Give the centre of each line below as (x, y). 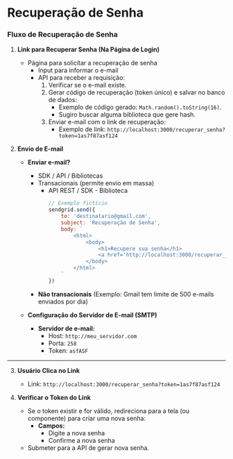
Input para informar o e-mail (78, 70)
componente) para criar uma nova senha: (87, 418)
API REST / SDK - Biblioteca (88, 191)
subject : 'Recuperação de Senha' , (111, 223)
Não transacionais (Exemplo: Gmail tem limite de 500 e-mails (126, 294)
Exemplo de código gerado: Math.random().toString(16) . (140, 107)
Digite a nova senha (77, 433)
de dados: (63, 100)
